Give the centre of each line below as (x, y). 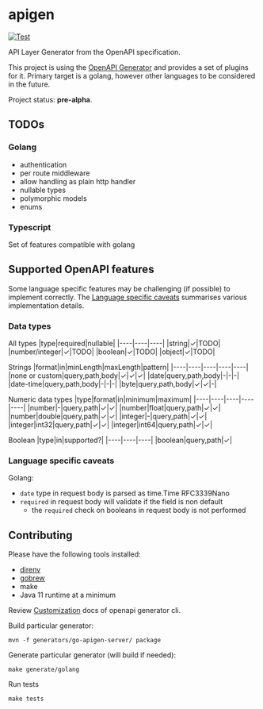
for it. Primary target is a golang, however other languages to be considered (132, 75)
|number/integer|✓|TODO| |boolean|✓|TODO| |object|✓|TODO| (112, 352)
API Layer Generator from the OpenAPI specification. (94, 52)
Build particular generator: (51, 626)
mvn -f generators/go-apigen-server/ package (84, 641)
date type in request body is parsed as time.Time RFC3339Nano (124, 493)
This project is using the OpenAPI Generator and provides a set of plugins (128, 67)
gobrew (32, 578)
